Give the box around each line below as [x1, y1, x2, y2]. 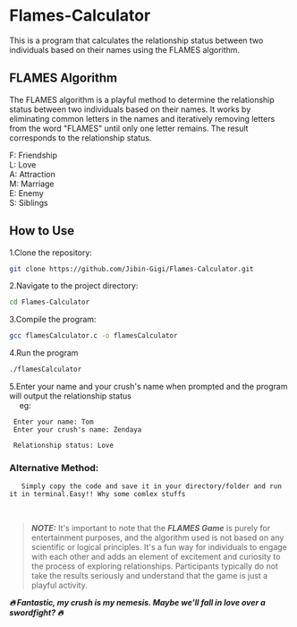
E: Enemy [9, 187, 45, 198]
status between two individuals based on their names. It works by [9, 104, 251, 115]
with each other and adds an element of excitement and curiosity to [30, 552, 281, 563]
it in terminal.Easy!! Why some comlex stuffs [9, 490, 186, 499]
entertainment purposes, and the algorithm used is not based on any [30, 532, 284, 543]
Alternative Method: [9, 461, 99, 474]
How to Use [9, 223, 75, 238]
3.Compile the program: [9, 314, 97, 325]
